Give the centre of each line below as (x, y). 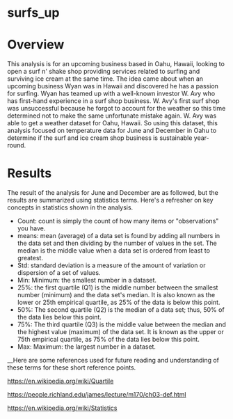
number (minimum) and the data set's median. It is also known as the (116, 295)
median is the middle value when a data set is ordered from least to (114, 251)
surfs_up (33, 13)
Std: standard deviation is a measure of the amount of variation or (111, 265)
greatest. (30, 258)
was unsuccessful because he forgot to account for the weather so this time (116, 109)
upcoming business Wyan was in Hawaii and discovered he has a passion (113, 86)
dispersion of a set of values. (59, 273)
